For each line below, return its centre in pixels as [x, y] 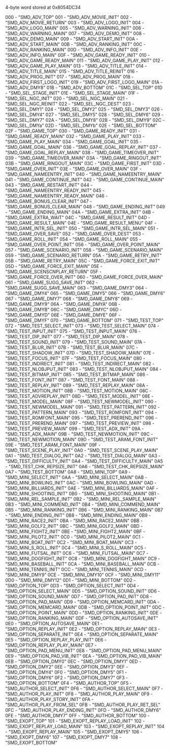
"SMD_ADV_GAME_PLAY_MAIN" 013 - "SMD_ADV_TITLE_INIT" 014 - [76, 66]
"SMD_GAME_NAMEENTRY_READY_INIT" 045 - [55, 190]
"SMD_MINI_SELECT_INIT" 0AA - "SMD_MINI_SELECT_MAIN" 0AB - [76, 477]
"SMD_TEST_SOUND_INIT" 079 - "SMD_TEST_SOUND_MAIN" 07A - [75, 342]
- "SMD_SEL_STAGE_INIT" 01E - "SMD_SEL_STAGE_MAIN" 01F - [72, 93]
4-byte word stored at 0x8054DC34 [43, 7]
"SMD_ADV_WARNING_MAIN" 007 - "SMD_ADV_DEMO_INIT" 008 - [75, 33]
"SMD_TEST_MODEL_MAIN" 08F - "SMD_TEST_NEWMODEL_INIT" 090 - [81, 401]
